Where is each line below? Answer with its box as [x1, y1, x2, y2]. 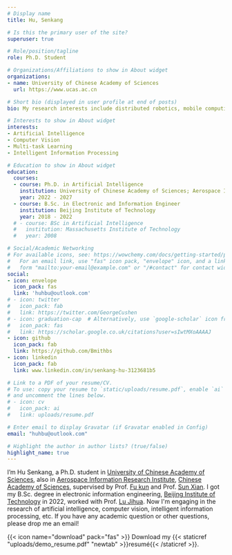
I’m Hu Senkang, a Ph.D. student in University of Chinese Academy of [7, 468, 205, 476]
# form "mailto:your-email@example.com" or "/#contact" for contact [7, 264, 215, 271]
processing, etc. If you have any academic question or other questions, [7, 512, 210, 520]
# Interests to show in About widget [7, 117, 116, 124]
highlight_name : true [7, 449, 70, 456]
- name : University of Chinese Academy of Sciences [7, 79, 159, 86]
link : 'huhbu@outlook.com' [13, 290, 91, 297]
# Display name [7, 10, 51, 17]
